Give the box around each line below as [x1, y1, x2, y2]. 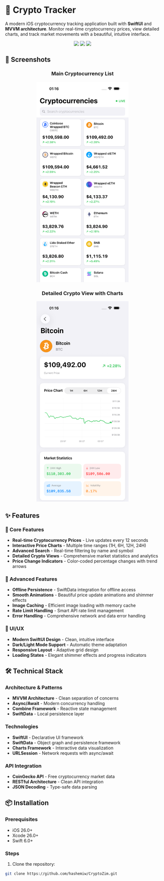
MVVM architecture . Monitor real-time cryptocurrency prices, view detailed [5, 26, 160, 31]
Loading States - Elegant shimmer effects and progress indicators [12, 652, 146, 658]
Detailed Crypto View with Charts [41, 290, 124, 296]
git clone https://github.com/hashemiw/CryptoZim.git [5, 871, 118, 876]
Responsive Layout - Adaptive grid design [12, 646, 99, 653]
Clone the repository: [12, 861, 55, 867]
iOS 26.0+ [12, 827, 33, 833]
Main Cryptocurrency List [51, 70, 114, 77]
